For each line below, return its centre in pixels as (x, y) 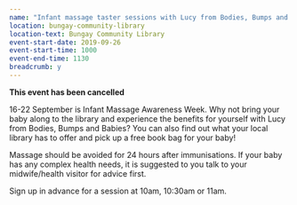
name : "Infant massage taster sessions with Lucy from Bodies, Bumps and (149, 17)
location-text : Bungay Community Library (87, 34)
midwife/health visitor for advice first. (78, 173)
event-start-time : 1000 (53, 51)
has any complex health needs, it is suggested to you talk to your (128, 164)
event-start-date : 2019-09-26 (65, 42)
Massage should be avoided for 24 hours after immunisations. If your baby (146, 154)
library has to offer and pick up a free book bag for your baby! (123, 138)
